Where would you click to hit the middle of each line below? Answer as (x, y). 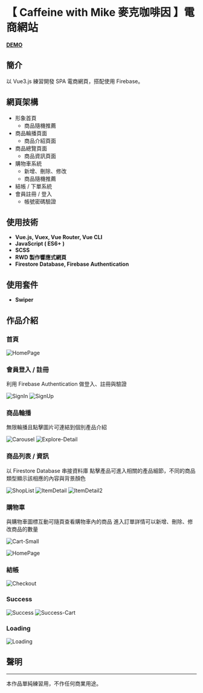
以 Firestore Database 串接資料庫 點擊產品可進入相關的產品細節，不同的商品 (101, 470)
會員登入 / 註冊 (28, 370)
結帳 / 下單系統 (34, 186)
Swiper (24, 300)
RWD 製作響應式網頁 (40, 257)
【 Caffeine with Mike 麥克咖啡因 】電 (101, 12)
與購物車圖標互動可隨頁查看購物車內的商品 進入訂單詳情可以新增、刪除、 (97, 522)
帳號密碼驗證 (40, 201)
